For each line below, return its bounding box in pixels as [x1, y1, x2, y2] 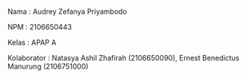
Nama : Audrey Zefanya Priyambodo [7, 7, 127, 16]
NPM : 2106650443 [7, 22, 73, 31]
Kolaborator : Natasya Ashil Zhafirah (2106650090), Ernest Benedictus [7, 53, 240, 62]
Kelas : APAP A [7, 38, 57, 47]
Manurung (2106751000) [7, 61, 89, 71]
